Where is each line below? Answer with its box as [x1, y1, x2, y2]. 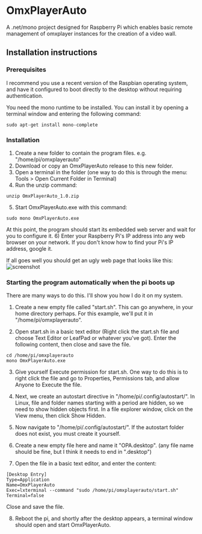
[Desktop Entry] [6, 471, 47, 478]
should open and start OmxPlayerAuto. [14, 521, 111, 529]
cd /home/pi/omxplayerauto [6, 353, 74, 359]
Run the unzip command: [14, 181, 78, 189]
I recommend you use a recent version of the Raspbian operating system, [6, 79, 188, 86]
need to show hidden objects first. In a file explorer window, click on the [14, 406, 194, 413]
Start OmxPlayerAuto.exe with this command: [14, 203, 127, 211]
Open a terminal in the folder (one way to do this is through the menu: [14, 168, 188, 175]
